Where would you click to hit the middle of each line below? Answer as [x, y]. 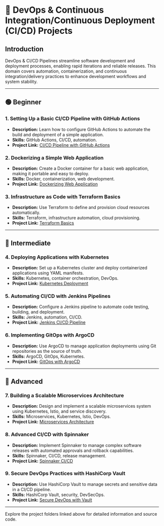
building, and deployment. [38, 312]
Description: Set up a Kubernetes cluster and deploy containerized [80, 267]
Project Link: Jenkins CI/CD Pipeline [49, 322]
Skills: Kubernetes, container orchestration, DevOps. [65, 278]
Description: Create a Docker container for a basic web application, [80, 168]
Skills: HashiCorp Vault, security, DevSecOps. [58, 495]
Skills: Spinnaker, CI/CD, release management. [59, 455]
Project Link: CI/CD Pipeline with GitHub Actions [61, 145]
